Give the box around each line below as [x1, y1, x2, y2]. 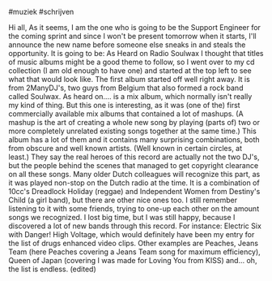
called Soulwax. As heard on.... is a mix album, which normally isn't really [8, 92, 253, 101]
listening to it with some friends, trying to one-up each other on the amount [8, 204, 260, 214]
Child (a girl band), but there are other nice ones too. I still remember [8, 195, 237, 205]
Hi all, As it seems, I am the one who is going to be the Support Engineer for [8, 23, 261, 32]
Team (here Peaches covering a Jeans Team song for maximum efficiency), [8, 247, 261, 257]
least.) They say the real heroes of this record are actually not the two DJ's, [8, 152, 260, 162]
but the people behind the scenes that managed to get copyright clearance [8, 161, 259, 170]
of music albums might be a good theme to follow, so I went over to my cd [8, 57, 255, 67]
